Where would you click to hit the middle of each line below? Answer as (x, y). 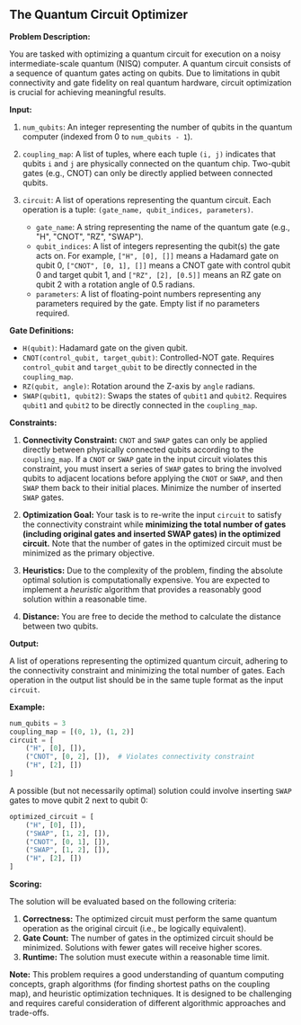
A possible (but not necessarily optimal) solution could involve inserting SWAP (150, 790)
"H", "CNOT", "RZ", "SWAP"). (89, 236)
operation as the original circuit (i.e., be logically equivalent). (134, 929)
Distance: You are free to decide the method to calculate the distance (151, 616)
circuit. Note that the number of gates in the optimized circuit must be (152, 543)
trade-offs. (29, 1013)
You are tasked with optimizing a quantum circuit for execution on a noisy (145, 54)
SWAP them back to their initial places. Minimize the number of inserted (151, 487)
